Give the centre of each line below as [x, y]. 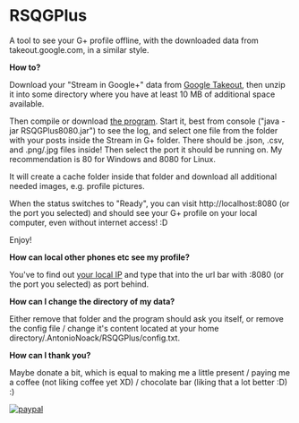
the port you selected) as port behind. [79, 284]
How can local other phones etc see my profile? [99, 257]
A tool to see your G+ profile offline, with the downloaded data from [134, 40]
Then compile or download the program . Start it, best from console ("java [145, 121]
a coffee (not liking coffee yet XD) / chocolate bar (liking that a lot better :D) [149, 382]
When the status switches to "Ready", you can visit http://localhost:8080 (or [149, 203]
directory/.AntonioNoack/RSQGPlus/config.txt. [95, 338]
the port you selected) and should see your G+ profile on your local [133, 212]
